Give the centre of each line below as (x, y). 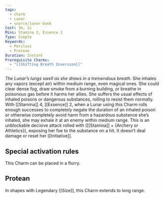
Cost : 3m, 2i (18, 28)
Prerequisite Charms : (27, 60)
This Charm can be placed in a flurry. (43, 163)
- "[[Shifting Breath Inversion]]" (46, 64)
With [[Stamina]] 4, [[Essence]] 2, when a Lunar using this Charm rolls (76, 105)
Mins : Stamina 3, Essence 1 (34, 32)
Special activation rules (42, 151)
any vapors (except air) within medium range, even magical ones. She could (82, 84)
